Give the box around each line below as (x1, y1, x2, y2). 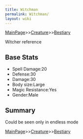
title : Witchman (5, 7, 38, 12)
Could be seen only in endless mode (5, 119, 79, 125)
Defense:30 (12, 71, 36, 77)
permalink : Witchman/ (5, 12, 49, 17)
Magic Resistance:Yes (12, 87, 57, 93)
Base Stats (5, 53, 39, 61)
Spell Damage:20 (12, 66, 47, 72)
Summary (5, 106, 36, 115)
